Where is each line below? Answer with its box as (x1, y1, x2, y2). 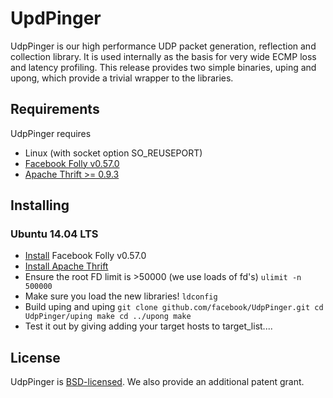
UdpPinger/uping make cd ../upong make (24, 312, 192, 322)
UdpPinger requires (10, 127, 92, 139)
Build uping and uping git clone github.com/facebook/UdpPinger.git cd (24, 301, 324, 313)
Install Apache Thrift (24, 260, 109, 272)
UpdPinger (10, 7, 102, 30)
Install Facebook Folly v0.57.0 (24, 250, 147, 262)
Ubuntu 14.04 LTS (10, 227, 99, 241)
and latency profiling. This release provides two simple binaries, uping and (10, 61, 317, 73)
